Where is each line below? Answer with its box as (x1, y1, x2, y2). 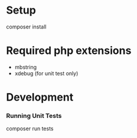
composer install (6, 23, 47, 30)
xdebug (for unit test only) (14, 69, 79, 77)
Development (6, 91, 74, 104)
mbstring (14, 63, 37, 70)
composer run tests (6, 125, 54, 132)
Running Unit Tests (6, 111, 62, 120)
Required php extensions (6, 44, 132, 57)
